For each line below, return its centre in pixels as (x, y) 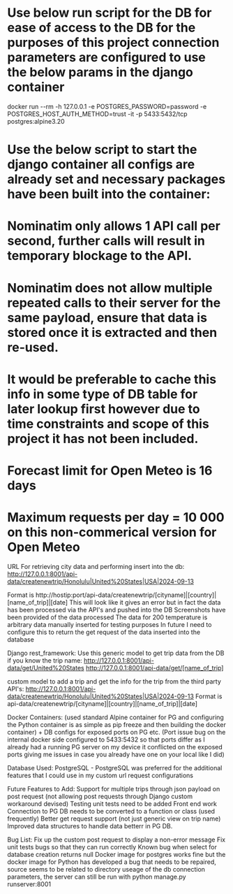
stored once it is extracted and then (112, 332)
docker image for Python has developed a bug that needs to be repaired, (112, 862)
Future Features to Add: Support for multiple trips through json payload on (114, 788)
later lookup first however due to (104, 409)
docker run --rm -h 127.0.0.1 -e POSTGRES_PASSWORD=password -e (107, 106)
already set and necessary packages (116, 179)
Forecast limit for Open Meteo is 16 (110, 470)
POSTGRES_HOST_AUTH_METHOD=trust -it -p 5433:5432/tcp (97, 114)
